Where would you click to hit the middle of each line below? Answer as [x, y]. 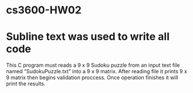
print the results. [26, 84]
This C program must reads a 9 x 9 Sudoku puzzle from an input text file [93, 65]
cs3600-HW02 [44, 10]
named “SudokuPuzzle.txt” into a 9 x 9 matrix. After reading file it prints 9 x [96, 71]
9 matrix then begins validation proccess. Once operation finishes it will [92, 78]
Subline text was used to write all [88, 37]
